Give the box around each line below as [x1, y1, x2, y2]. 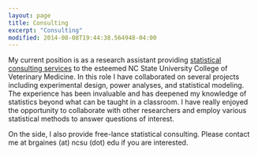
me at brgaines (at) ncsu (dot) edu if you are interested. [8, 138, 189, 147]
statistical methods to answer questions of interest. [8, 114, 175, 123]
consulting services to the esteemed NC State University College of [8, 64, 228, 74]
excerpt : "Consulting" [8, 26, 83, 34]
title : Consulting [8, 19, 69, 27]
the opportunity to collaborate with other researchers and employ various [8, 106, 247, 115]
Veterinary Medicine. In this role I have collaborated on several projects [8, 72, 240, 81]
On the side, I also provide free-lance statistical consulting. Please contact [8, 130, 250, 139]
